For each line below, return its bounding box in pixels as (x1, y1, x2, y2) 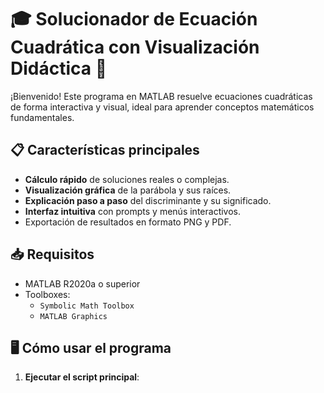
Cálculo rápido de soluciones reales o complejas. (24, 173, 230, 185)
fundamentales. (10, 111, 75, 123)
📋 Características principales (10, 142, 200, 159)
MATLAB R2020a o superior (24, 277, 141, 290)
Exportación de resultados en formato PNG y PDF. (24, 216, 232, 228)
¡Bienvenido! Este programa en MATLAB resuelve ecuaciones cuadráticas (10, 90, 313, 102)
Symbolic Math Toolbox (39, 301, 135, 311)
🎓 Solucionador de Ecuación (10, 8, 258, 31)
